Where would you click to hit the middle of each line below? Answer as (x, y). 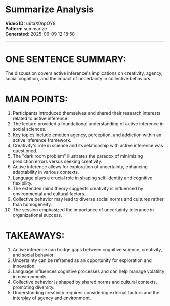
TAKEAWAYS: (35, 236)
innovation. (24, 266)
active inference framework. (42, 140)
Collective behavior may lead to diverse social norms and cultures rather (88, 199)
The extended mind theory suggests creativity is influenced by (78, 188)
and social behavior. (33, 255)
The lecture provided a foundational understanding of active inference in (88, 124)
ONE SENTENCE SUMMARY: (66, 59)
